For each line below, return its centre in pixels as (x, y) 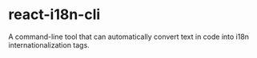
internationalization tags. (49, 44)
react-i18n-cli (54, 15)
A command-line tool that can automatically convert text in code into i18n (129, 37)
